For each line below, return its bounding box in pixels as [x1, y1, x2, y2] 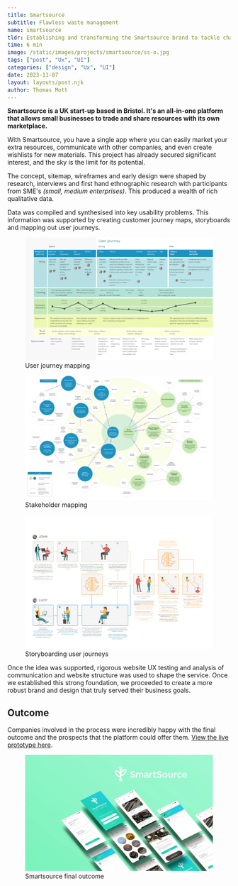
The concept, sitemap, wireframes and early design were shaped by [7, 172, 207, 180]
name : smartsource [7, 26, 62, 33]
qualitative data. [7, 195, 55, 203]
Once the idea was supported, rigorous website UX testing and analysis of [7, 664, 225, 672]
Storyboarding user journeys [25, 650, 109, 658]
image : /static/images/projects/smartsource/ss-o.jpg [7, 49, 170, 56]
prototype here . [7, 740, 53, 749]
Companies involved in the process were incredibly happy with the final [7, 725, 216, 734]
